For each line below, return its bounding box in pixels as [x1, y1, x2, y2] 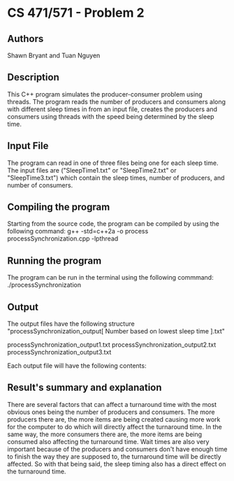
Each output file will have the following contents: [7, 361, 147, 370]
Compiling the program [7, 201, 110, 213]
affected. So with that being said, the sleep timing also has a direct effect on [7, 459, 226, 468]
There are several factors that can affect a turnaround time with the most [7, 400, 217, 408]
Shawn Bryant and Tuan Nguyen [7, 51, 101, 59]
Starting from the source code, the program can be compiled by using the [7, 220, 220, 228]
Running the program [7, 254, 102, 266]
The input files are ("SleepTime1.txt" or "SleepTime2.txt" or [7, 166, 177, 174]
